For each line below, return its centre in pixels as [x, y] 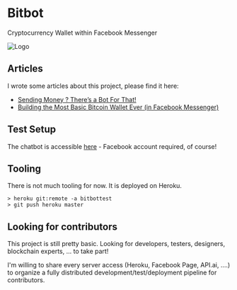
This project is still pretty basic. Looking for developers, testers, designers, [116, 244]
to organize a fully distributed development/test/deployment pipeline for [112, 273]
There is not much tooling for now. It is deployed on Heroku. [95, 186]
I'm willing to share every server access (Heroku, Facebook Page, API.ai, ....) [119, 265]
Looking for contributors [63, 227]
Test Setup [32, 129]
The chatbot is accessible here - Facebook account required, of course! [112, 146]
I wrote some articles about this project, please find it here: [93, 86]
